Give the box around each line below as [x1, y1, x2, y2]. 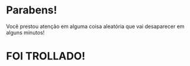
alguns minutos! [6, 29, 45, 36]
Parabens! [6, 4, 58, 17]
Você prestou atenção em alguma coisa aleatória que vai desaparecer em [6, 23, 185, 30]
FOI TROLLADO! [6, 50, 85, 63]
